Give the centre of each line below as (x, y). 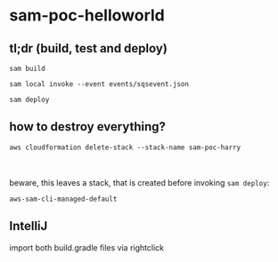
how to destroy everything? (88, 127)
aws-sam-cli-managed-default (63, 199)
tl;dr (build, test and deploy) (88, 48)
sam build (28, 68)
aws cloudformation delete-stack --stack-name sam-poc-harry (125, 147)
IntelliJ (29, 226)
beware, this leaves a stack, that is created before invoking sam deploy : (139, 182)
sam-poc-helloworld (87, 16)
